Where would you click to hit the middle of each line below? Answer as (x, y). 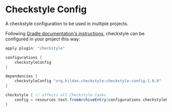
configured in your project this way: (43, 39)
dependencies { (21, 76)
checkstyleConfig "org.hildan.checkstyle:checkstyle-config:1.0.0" (88, 81)
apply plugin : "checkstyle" (35, 48)
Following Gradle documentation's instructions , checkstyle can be (75, 33)
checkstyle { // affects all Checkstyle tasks (56, 95)
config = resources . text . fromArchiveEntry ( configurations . (79, 100)
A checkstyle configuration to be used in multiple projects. (67, 24)
